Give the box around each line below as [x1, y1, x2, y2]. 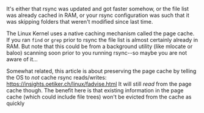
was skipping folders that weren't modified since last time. [6, 18, 153, 25]
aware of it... [6, 56, 38, 63]
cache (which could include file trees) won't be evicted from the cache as [6, 94, 192, 100]
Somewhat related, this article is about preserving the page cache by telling [6, 67, 197, 75]
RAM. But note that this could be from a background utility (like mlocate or [6, 43, 193, 50]
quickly [6, 100, 25, 107]
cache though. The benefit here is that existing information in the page [6, 87, 184, 94]
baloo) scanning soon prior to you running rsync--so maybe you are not [6, 49, 188, 56]
